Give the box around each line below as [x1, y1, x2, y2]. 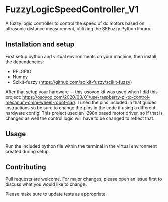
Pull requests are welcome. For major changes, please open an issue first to [5, 176, 162, 182]
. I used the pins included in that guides [75, 99, 157, 105]
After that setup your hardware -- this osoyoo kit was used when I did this [5, 89, 158, 95]
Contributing [5, 163, 46, 171]
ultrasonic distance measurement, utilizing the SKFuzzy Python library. [5, 25, 152, 31]
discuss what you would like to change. [5, 181, 87, 187]
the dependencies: [5, 59, 44, 65]
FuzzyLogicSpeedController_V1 [5, 4, 139, 15]
